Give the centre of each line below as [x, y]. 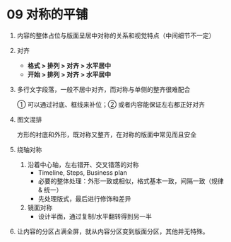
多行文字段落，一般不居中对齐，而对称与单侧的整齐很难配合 [103, 89]
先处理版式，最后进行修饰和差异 [84, 198]
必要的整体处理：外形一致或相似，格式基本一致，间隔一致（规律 [131, 180]
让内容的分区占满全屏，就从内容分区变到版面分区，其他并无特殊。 [113, 231]
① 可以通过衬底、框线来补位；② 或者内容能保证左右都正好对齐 [111, 104]
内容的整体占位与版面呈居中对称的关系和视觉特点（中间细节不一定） [116, 35]
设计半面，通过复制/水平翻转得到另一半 [95, 216]
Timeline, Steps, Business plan [83, 172]
